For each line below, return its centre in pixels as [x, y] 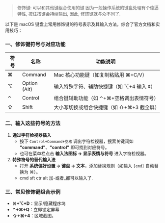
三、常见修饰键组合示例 [33, 192]
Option [30, 83]
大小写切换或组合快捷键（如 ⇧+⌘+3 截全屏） [107, 107]
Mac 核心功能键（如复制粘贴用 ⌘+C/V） [100, 75]
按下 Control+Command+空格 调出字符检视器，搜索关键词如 [76, 141]
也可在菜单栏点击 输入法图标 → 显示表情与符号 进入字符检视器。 [84, 153]
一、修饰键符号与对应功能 [35, 44]
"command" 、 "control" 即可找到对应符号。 [64, 147]
